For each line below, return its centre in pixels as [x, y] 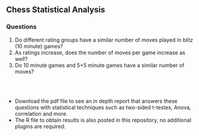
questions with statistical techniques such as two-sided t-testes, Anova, [103, 107]
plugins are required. [40, 126]
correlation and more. [41, 113]
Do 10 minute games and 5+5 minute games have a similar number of [99, 65]
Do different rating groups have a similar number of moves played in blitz [104, 40]
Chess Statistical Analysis [56, 10]
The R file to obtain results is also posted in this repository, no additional [103, 120]
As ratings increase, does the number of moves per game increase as [100, 52]
